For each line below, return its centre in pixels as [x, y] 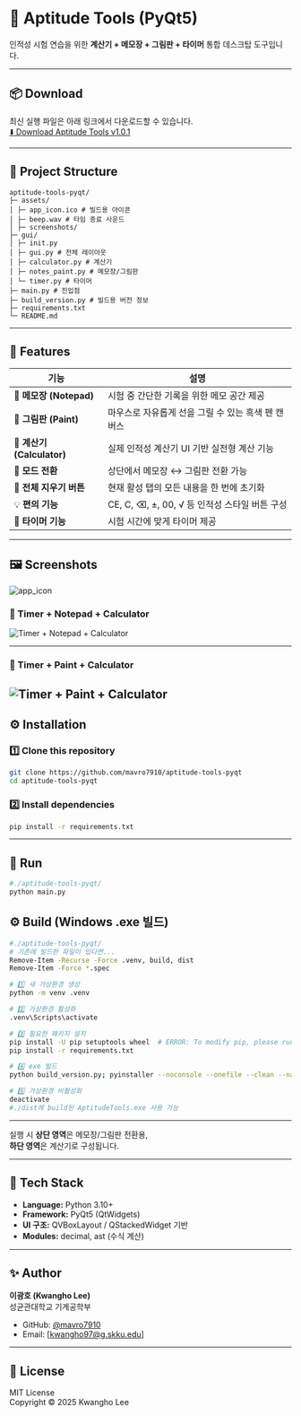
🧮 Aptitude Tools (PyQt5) [104, 18]
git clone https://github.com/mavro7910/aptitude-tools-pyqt [126, 773]
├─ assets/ [30, 200]
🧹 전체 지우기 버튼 [49, 488]
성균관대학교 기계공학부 [50, 1307]
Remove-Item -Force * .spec [60, 968]
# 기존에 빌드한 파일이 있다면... [62, 952]
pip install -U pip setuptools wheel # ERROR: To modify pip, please [144, 1042]
